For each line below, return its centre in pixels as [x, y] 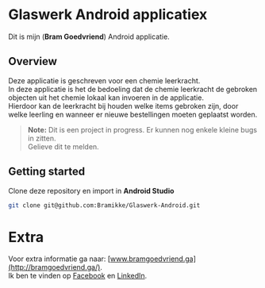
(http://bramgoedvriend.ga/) [54, 267]
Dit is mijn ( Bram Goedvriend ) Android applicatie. [89, 36]
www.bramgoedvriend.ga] [153, 259]
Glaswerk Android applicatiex [108, 15]
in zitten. [42, 138]
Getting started [47, 172]
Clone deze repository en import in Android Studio [91, 190]
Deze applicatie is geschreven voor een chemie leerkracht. [104, 80]
